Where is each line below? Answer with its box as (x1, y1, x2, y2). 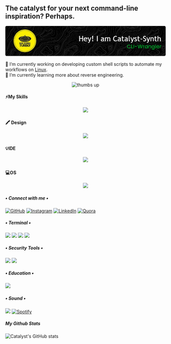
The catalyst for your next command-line (5, 4, 138, 13)
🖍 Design (5, 119, 26, 126)
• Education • (5, 270, 34, 276)
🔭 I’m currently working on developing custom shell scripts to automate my (5, 61, 162, 67)
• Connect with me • (5, 195, 49, 201)
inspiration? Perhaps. (5, 12, 75, 21)
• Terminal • (5, 219, 32, 226)
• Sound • (5, 295, 26, 301)
